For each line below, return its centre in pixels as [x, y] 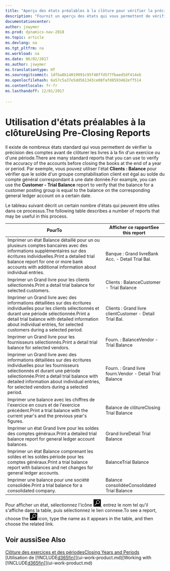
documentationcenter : [28, 21]
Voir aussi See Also [35, 540]
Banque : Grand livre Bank [132, 253]
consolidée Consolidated [131, 485]
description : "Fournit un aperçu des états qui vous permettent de [78, 16]
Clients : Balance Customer [133, 282]
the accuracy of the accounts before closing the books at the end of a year [83, 163]
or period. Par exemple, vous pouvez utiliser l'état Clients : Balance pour [81, 169]
